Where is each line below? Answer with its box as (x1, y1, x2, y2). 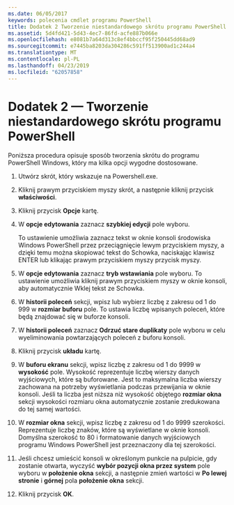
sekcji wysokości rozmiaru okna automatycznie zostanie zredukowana (17, 398, 220, 406)
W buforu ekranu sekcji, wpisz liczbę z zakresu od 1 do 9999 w (17, 361, 201, 369)
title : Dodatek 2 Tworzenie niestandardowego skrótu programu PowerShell (8, 23, 227, 30)
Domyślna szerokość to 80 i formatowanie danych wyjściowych (17, 433, 201, 442)
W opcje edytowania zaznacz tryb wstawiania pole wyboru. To (17, 269, 203, 278)
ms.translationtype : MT (8, 50, 77, 56)
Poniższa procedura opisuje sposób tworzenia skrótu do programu (8, 151, 200, 160)
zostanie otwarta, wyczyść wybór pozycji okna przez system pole (17, 462, 211, 470)
